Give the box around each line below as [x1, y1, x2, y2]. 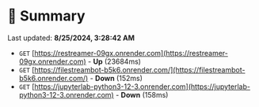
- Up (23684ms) [87, 57, 142, 66]
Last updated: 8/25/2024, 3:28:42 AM [7, 33, 135, 42]
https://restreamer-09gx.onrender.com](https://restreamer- [34, 48, 229, 57]
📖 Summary [7, 7, 86, 25]
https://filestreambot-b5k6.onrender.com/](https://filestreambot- [34, 65, 246, 74]
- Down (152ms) [90, 73, 143, 83]
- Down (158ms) [115, 90, 169, 99]
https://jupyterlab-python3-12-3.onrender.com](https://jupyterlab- [34, 82, 251, 91]
